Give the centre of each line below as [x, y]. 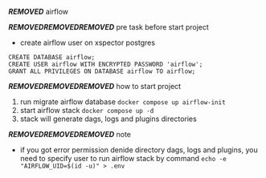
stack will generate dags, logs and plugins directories [108, 119]
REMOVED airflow [39, 12]
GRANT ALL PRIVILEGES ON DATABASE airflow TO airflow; [102, 71]
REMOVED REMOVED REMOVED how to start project [95, 86]
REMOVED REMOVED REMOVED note [70, 134]
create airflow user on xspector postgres [87, 42]
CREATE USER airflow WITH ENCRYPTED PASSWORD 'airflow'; [106, 64]
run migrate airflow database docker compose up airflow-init [123, 102]
